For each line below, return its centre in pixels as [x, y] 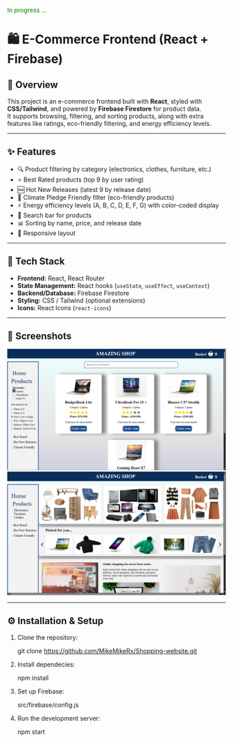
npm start [31, 732]
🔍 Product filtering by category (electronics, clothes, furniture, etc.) [114, 169]
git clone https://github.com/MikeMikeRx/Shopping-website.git [107, 651]
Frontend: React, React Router [61, 278]
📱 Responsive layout [46, 233]
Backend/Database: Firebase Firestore [73, 293]
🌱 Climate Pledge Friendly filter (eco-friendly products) [96, 197]
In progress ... [27, 10]
